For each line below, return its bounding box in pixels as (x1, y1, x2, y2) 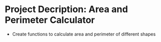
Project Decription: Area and (5, 4, 128, 15)
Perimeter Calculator (5, 14, 95, 26)
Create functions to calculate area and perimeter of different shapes (12, 31, 156, 37)
